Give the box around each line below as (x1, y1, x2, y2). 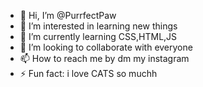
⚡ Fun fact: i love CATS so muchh (19, 68, 158, 79)
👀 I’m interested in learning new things (19, 20, 178, 32)
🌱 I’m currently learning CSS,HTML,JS (19, 31, 178, 42)
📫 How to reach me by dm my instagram (19, 53, 190, 64)
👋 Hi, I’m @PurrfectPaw (19, 10, 117, 21)
